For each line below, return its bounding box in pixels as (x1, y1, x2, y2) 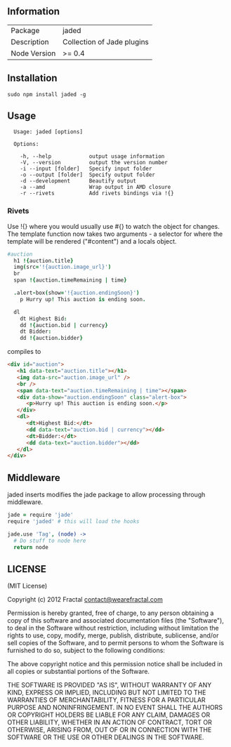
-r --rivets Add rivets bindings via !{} (20, 190, 174, 197)
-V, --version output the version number (20, 159, 169, 166)
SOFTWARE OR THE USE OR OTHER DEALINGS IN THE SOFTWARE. (7, 733, 204, 741)
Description (11, 37, 49, 46)
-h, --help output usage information (20, 153, 165, 160)
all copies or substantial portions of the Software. (7, 667, 150, 676)
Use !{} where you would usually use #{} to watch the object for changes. (7, 222, 220, 230)
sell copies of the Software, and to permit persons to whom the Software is (7, 639, 225, 647)
